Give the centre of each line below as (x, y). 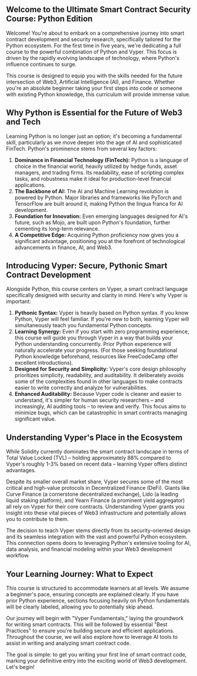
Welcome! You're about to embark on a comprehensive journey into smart (95, 33)
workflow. (18, 556)
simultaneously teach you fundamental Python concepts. (83, 325)
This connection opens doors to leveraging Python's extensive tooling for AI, (98, 543)
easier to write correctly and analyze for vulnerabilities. (81, 388)
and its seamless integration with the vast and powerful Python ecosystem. (97, 537)
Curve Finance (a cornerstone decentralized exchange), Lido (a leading (92, 494)
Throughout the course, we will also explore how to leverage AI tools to (92, 637)
